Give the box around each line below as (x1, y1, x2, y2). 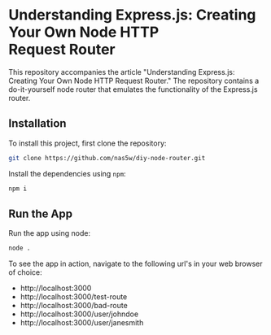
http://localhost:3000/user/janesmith (20, 318, 144, 328)
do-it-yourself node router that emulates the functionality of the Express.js (8, 84, 258, 94)
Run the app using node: (8, 228, 91, 238)
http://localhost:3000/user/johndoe (20, 309, 139, 319)
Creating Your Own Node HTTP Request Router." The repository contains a (8, 76, 260, 85)
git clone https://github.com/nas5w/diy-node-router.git (8, 154, 206, 162)
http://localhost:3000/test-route (20, 292, 128, 302)
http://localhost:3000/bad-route (20, 301, 128, 311)
